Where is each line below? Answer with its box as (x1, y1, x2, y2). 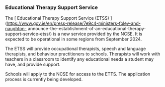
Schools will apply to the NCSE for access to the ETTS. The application (5, 71, 151, 77)
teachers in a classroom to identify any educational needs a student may (5, 56, 154, 62)
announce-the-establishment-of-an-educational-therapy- (27, 26, 146, 32)
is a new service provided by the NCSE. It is (53, 31, 143, 37)
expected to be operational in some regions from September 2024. (5, 36, 142, 42)
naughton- (5, 26, 27, 32)
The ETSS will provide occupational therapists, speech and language (5, 46, 146, 52)
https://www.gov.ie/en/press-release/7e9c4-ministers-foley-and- (6, 20, 141, 26)
